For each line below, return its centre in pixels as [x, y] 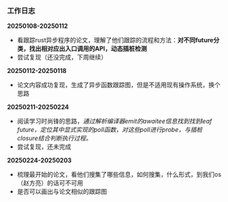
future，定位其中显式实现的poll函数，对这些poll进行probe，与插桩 [110, 130]
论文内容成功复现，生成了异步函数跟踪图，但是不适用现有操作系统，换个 [118, 85]
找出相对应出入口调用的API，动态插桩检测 [88, 48]
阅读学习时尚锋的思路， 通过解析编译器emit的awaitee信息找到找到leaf [114, 121]
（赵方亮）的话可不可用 [50, 183]
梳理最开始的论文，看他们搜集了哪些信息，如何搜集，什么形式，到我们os [119, 175]
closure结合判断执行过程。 [54, 139]
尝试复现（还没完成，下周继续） [62, 57]
